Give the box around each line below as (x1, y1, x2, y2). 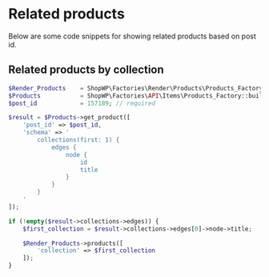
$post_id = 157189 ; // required (8, 99, 156, 107)
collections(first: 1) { (37, 136, 120, 144)
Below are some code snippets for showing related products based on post (8, 31, 256, 41)
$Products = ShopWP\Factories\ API (8, 91, 159, 100)
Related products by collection (8, 63, 164, 77)
